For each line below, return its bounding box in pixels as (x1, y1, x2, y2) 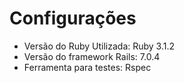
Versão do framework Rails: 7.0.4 (23, 50, 161, 62)
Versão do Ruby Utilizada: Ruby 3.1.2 (23, 40, 176, 52)
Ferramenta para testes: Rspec (23, 61, 152, 73)
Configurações (9, 7, 137, 30)
